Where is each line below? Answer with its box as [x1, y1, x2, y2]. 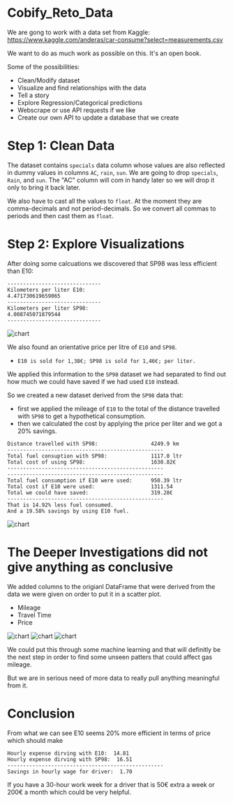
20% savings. [17, 427, 57, 435]
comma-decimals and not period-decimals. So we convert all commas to [7, 204, 216, 213]
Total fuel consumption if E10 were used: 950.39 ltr [7, 477, 183, 484]
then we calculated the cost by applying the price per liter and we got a [17, 419, 223, 427]
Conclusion [7, 705, 75, 721]
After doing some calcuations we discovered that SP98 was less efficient [7, 259, 218, 267]
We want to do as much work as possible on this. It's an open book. [7, 49, 202, 57]
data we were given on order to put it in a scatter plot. [7, 590, 162, 598]
